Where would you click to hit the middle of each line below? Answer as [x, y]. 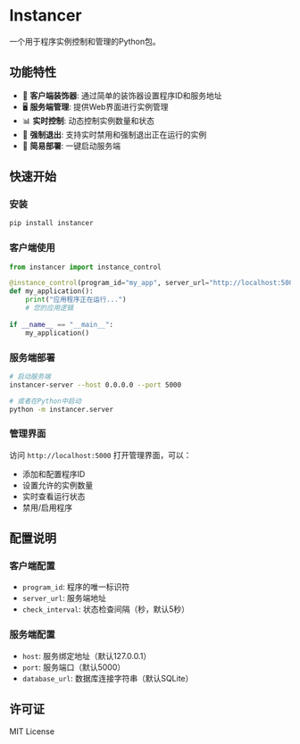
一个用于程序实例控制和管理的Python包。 [85, 41]
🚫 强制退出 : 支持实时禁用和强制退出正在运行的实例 [114, 134]
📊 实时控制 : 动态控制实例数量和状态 [88, 121]
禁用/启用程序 [47, 507]
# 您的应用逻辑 [50, 308]
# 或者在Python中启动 [46, 401]
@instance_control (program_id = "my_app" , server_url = [109, 283]
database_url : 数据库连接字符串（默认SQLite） [108, 678]
